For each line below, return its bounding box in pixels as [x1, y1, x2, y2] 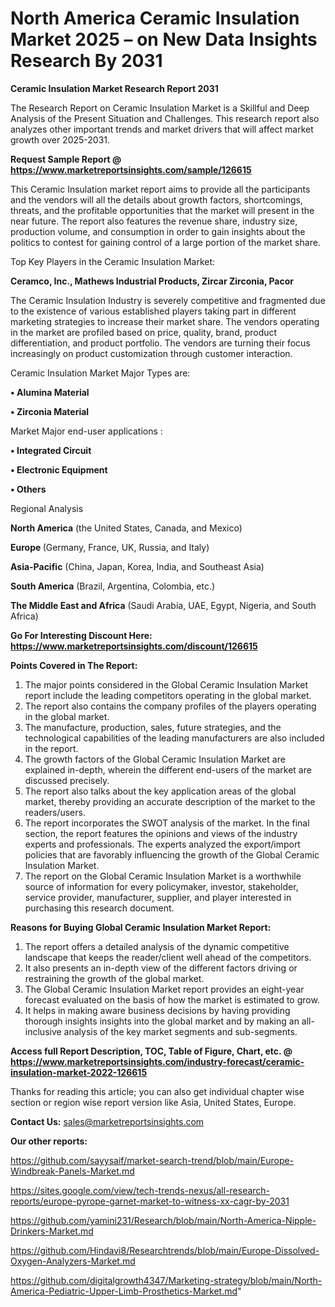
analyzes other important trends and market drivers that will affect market [10, 123, 314, 135]
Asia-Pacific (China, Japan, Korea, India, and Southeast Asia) [10, 560, 265, 572]
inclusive [24, 1025, 62, 1037]
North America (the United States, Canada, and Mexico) [10, 522, 243, 534]
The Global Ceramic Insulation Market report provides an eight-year [24, 983, 305, 995]
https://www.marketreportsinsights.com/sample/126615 [10, 163, 252, 176]
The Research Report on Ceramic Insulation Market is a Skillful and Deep [10, 102, 310, 114]
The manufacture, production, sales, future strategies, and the [24, 721, 282, 733]
